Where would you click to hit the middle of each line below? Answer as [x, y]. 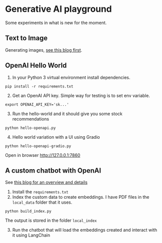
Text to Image [26, 38]
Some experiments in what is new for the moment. [56, 23]
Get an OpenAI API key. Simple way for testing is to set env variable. [81, 95]
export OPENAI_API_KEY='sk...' [37, 104]
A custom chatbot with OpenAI [53, 170]
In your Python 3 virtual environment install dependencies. [71, 77]
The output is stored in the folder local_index [51, 220]
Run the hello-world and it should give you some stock [67, 114]
